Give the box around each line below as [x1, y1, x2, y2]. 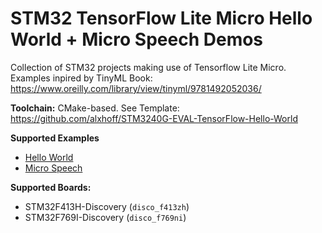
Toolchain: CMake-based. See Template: [10, 102, 180, 114]
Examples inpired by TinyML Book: [10, 72, 153, 84]
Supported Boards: [10, 181, 92, 193]
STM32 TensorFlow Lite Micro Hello [10, 7, 313, 30]
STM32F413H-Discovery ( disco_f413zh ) [24, 200, 190, 212]
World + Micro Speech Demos [10, 28, 264, 51]
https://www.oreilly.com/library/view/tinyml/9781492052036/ [10, 82, 262, 94]
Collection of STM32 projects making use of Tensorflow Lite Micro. [10, 61, 287, 73]
